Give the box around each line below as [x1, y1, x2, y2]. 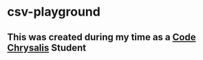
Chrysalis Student [7, 42, 87, 53]
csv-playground [7, 4, 101, 20]
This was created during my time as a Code [7, 31, 196, 43]
